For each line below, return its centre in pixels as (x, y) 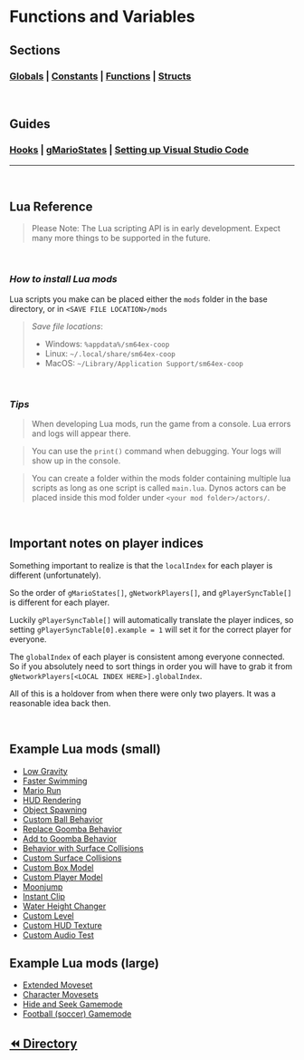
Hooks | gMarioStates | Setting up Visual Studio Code (129, 150)
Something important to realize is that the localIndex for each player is (141, 565)
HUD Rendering (52, 800)
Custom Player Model (62, 877)
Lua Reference (51, 206)
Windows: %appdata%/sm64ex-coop (107, 344)
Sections (35, 50)
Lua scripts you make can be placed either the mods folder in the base (139, 299)
